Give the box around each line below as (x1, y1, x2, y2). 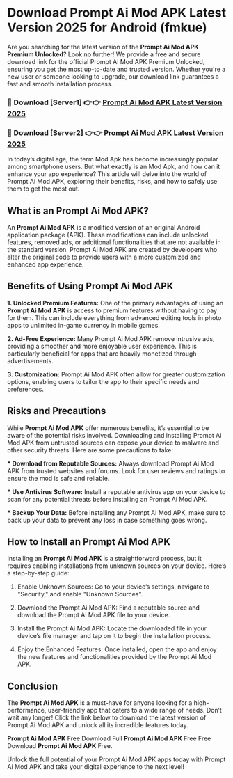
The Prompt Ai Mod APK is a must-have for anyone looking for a (7, 699, 193, 707)
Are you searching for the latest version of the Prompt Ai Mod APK (7, 42, 200, 51)
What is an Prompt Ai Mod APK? (7, 205, 150, 216)
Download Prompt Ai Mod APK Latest (7, 5, 227, 21)
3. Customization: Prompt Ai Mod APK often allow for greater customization (7, 370, 226, 379)
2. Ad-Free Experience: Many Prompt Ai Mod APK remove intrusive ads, (7, 334, 215, 342)
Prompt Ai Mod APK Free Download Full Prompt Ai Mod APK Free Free (7, 734, 211, 743)
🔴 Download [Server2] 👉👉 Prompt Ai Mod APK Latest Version (7, 127, 224, 137)
